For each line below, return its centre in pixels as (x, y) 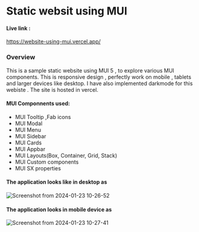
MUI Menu (28, 130)
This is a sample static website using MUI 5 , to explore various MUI (90, 70)
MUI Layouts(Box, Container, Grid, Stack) (66, 155)
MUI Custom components (47, 162)
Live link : (18, 28)
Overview (21, 57)
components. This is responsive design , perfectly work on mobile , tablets (99, 77)
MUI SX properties (38, 168)
